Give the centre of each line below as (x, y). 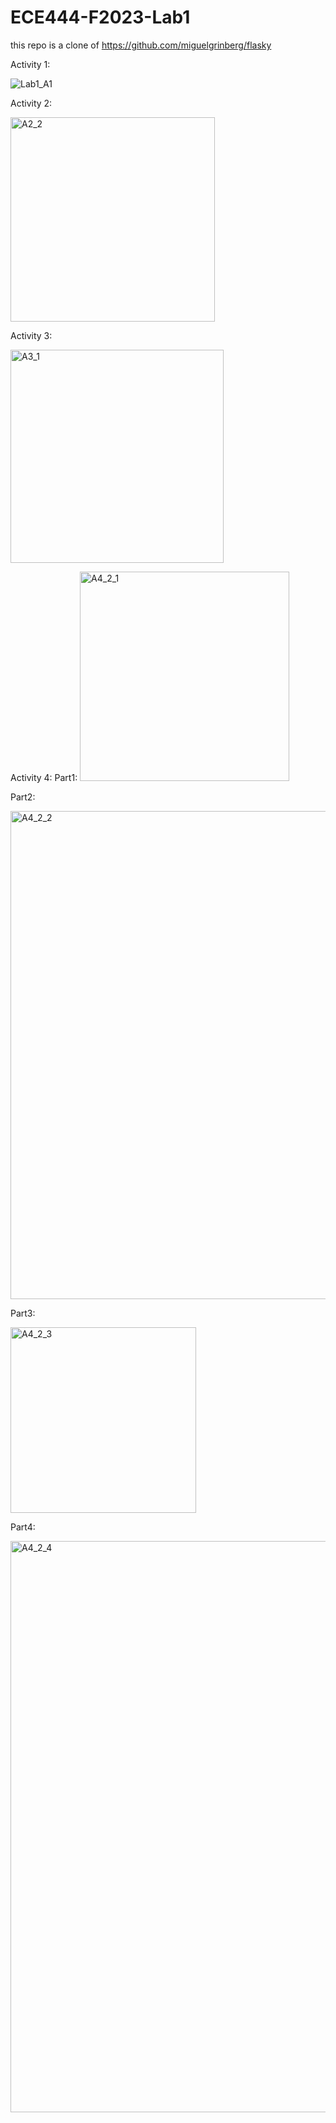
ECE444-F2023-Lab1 (100, 17)
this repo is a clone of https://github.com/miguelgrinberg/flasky (141, 45)
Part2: (23, 797)
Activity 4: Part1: (44, 777)
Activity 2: (31, 103)
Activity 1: (30, 64)
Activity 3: (31, 335)
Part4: (23, 1527)
